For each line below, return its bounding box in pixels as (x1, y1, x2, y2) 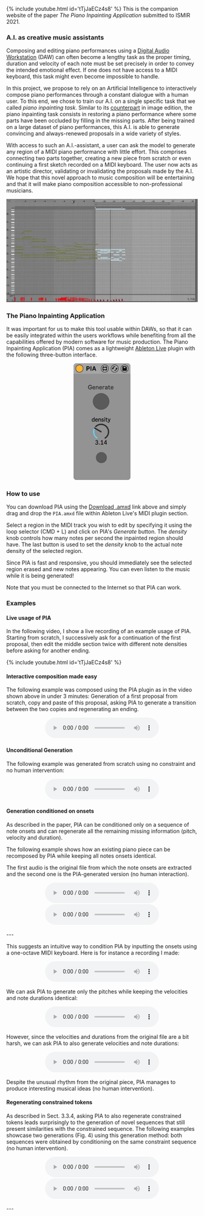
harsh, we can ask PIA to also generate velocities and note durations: (6, 1040, 179, 1047)
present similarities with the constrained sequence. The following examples (6, 1125, 195, 1133)
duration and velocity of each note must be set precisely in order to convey (6, 60, 194, 68)
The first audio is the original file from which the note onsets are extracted (6, 864, 192, 871)
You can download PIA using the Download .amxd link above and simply (6, 503, 186, 510)
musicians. (6, 187, 33, 194)
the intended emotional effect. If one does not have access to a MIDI (6, 66, 178, 74)
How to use (6, 489, 41, 498)
